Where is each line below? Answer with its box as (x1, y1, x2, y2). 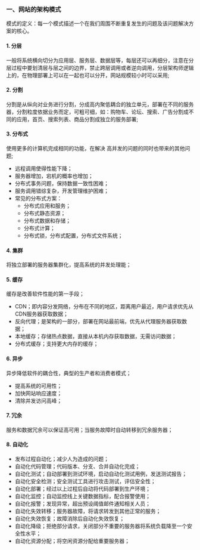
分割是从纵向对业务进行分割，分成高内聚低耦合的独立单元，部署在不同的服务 (6, 100, 194, 108)
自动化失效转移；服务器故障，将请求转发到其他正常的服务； (14, 507, 161, 514)
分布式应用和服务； (23, 202, 71, 209)
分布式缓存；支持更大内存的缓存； (14, 340, 99, 347)
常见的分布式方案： (14, 194, 62, 202)
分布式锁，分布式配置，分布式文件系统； (23, 231, 123, 239)
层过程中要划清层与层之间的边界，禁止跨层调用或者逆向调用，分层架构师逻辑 (6, 64, 194, 71)
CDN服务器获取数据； (14, 310, 68, 317)
